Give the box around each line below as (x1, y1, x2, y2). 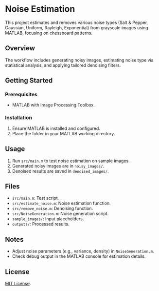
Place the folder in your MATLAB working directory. (12, 130, 115, 136)
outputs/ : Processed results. (12, 221, 70, 227)
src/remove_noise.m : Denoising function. (12, 206, 93, 211)
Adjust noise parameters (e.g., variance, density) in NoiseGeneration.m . (12, 248, 154, 254)
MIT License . (5, 280, 31, 286)
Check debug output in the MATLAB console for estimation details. (12, 253, 146, 259)
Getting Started (5, 77, 53, 85)
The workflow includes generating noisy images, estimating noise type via (5, 57, 154, 63)
